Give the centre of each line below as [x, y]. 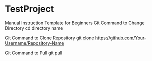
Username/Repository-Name [35, 43]
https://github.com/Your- [121, 38]
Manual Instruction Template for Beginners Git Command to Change [75, 23]
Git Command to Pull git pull [34, 53]
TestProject [30, 9]
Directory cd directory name [34, 28]
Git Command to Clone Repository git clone [50, 38]
